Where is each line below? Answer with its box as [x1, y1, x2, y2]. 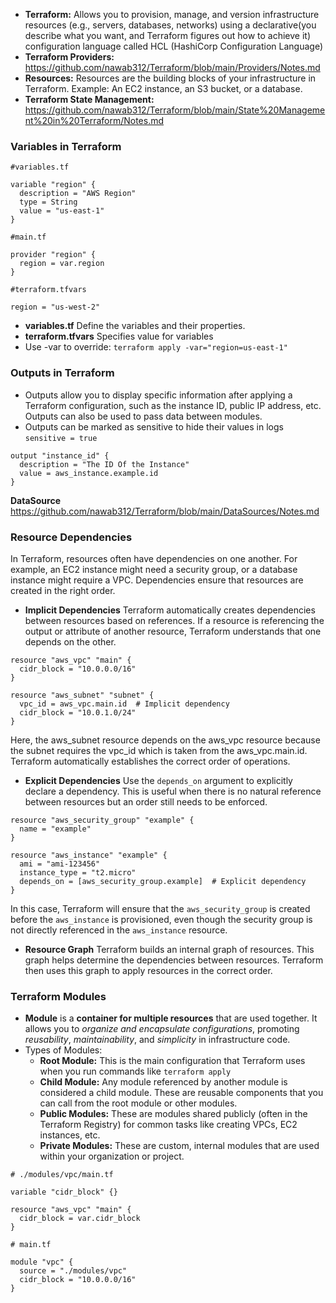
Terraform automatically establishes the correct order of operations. [10, 755, 291, 767]
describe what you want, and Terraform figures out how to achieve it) [24, 30, 312, 41]
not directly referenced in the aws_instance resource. [10, 924, 228, 936]
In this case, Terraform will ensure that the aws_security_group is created [10, 902, 311, 914]
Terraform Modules [10, 989, 107, 1003]
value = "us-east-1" [19, 206, 105, 216]
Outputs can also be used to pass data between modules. [24, 410, 263, 422]
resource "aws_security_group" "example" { [10, 815, 195, 825]
